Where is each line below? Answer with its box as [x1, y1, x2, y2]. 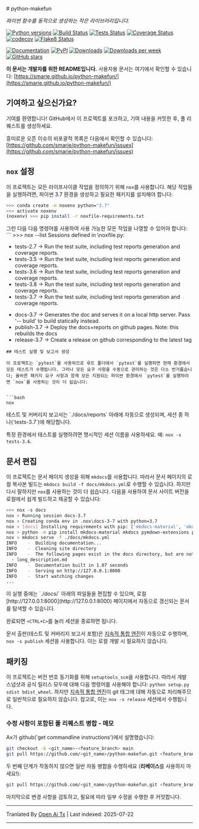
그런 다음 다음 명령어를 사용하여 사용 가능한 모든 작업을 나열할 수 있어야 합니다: [6, 225, 188, 232]
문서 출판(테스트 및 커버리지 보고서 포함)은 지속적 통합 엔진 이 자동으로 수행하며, [6, 630, 188, 637]
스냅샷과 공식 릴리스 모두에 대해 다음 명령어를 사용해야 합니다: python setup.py [6, 681, 190, 688]
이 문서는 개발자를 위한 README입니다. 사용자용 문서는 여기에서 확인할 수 [6, 65, 176, 72]
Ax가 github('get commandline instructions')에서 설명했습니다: [6, 734, 155, 741]
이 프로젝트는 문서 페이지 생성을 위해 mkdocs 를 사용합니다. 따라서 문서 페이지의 [6, 473, 187, 480]
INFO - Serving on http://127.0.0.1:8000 [6, 568, 120, 574]
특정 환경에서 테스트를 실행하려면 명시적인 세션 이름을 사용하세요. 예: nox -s [6, 431, 182, 438]
